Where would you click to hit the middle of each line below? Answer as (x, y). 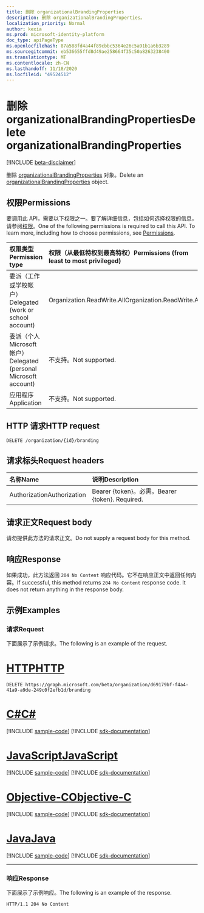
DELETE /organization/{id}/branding (53, 440)
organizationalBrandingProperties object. (58, 182)
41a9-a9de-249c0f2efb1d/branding (49, 690)
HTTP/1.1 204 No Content (38, 904)
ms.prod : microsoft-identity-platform (55, 35)
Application (25, 403)
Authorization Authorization (48, 494)
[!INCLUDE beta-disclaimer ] (41, 163)
